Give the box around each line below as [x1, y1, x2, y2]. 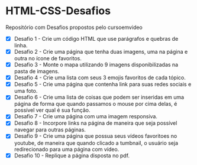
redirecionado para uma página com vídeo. [14, 145, 120, 153]
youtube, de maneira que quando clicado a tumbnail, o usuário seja [14, 139, 179, 146]
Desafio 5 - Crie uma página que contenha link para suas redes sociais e [14, 81, 192, 88]
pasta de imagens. [14, 68, 60, 75]
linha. [14, 42, 28, 48]
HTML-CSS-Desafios [5, 4, 111, 18]
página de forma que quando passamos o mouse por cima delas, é [14, 101, 177, 108]
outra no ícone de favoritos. [14, 55, 82, 62]
